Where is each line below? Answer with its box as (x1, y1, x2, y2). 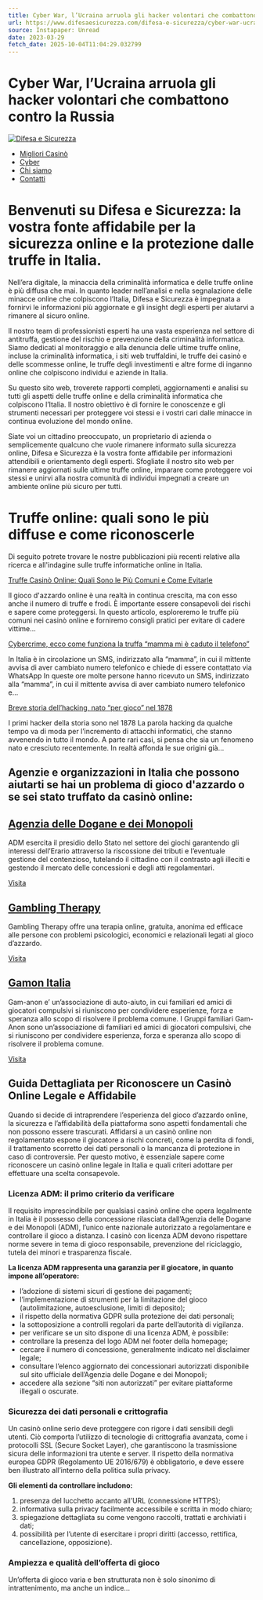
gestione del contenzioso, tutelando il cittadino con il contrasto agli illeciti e (8, 855, 250, 864)
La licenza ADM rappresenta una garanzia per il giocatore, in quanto (8, 1262, 234, 1272)
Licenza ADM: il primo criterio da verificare (8, 1188, 175, 1199)
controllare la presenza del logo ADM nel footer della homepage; (19, 1336, 229, 1346)
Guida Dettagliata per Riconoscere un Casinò (8, 1077, 232, 1090)
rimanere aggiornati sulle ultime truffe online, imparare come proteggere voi (8, 465, 253, 474)
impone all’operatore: (8, 1271, 80, 1280)
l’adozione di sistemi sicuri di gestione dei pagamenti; (19, 1286, 193, 1295)
